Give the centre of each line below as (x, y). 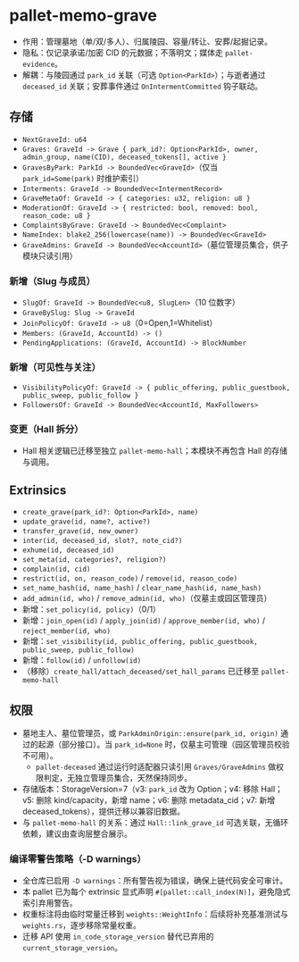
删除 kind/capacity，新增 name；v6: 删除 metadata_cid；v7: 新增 (155, 800)
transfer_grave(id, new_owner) (80, 531)
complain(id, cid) (56, 569)
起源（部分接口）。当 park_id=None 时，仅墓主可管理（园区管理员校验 (164, 745)
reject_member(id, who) (66, 632)
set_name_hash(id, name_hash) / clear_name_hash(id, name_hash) (141, 588)
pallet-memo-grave (83, 16)
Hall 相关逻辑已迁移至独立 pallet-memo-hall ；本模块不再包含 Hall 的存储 (155, 450)
